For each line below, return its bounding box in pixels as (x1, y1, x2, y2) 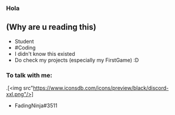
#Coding (14, 44, 36, 51)
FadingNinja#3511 (14, 102, 58, 109)
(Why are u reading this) (6, 22, 97, 32)
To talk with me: (6, 71, 53, 79)
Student (14, 38, 34, 45)
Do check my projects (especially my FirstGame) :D (14, 56, 139, 63)
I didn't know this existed (14, 50, 75, 57)
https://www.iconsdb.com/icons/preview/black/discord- (33, 84, 169, 92)
